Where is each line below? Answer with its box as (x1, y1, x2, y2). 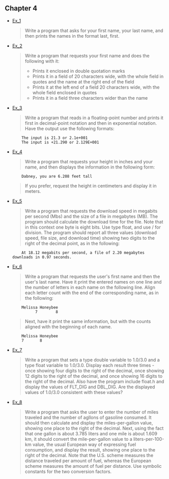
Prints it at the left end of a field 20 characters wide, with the (32, 84, 160, 90)
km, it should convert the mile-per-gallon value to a (24, 436, 133, 442)
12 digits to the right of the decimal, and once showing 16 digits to (24, 373, 163, 379)
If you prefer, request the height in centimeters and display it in (24, 183, 157, 189)
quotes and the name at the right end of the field (32, 78, 134, 84)
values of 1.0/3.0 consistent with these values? (24, 389, 123, 395)
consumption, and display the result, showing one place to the (24, 446, 156, 453)
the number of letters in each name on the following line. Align (24, 284, 156, 290)
